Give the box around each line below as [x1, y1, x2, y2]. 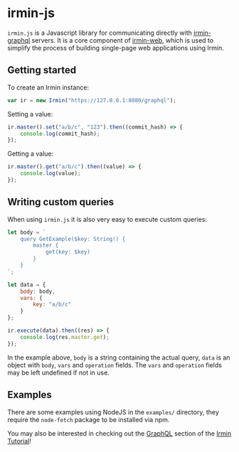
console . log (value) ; [20, 170, 81, 177]
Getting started [7, 64, 77, 76]
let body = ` [7, 229, 46, 236]
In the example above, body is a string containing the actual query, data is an [7, 353, 230, 362]
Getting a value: [7, 149, 54, 158]
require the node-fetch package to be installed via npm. [7, 415, 170, 424]
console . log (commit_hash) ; [20, 130, 100, 137]
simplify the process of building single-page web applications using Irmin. [7, 43, 224, 52]
